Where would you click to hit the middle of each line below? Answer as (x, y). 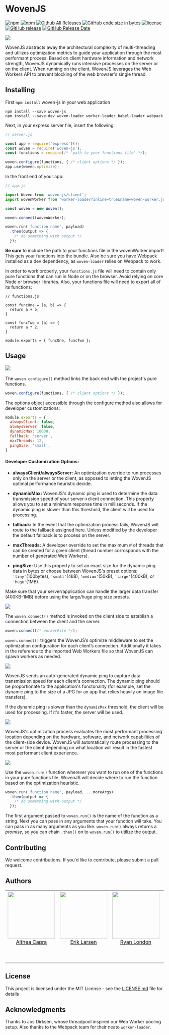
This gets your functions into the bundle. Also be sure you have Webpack (81, 256)
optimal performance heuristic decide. (52, 483)
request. (14, 865)
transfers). (16, 697)
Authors (18, 881)
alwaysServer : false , (32, 427)
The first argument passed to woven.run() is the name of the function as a (82, 816)
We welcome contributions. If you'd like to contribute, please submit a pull (82, 860)
